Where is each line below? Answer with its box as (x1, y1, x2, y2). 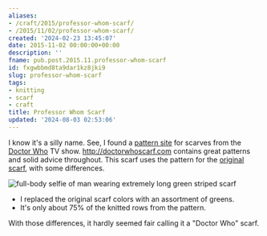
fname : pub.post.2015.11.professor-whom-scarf (8, 57, 167, 65)
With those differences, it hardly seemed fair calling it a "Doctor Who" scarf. (8, 218, 259, 228)
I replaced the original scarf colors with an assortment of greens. (19, 194, 235, 204)
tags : (8, 78, 26, 86)
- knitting (8, 86, 45, 94)
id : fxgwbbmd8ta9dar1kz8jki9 (8, 64, 106, 72)
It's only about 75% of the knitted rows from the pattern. (19, 202, 206, 212)
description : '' (8, 49, 63, 57)
